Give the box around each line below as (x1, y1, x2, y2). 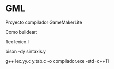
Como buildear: (5, 29, 37, 35)
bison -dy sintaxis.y (5, 48, 46, 54)
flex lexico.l (5, 38, 29, 45)
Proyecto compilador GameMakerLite (5, 19, 82, 25)
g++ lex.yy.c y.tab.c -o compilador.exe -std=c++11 (5, 58, 109, 64)
